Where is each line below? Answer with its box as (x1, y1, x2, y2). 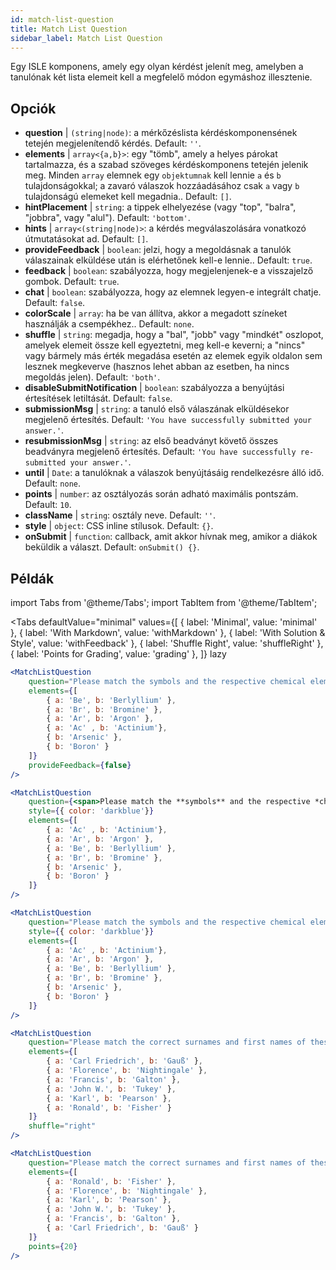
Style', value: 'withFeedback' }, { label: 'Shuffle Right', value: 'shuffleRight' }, (10, 637, 324, 649)
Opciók (10, 100, 57, 117)
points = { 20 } (28, 1241, 78, 1251)
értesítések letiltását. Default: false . (24, 392, 173, 405)
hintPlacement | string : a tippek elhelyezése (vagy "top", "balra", (24, 201, 297, 213)
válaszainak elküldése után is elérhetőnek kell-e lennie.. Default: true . (24, 254, 313, 266)
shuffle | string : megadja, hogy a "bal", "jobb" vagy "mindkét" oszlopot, (24, 329, 324, 341)
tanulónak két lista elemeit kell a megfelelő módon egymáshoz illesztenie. (10, 71, 313, 83)
